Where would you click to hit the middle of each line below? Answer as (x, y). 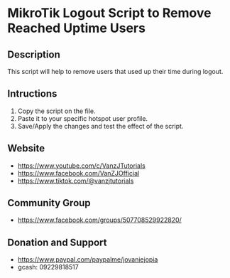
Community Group (49, 203)
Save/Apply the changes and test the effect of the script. (100, 126)
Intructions (32, 94)
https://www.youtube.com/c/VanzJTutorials (81, 166)
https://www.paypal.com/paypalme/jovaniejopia (88, 260)
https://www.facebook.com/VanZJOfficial (78, 173)
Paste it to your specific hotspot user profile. (82, 118)
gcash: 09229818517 (48, 267)
